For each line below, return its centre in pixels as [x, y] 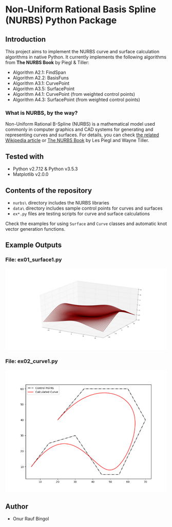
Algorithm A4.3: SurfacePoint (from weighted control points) [76, 99]
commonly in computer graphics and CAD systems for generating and [79, 130]
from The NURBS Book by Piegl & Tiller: [47, 62]
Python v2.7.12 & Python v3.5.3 [45, 169]
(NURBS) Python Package [61, 20]
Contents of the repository [49, 190]
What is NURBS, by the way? [42, 113]
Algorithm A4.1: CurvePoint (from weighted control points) [74, 94]
